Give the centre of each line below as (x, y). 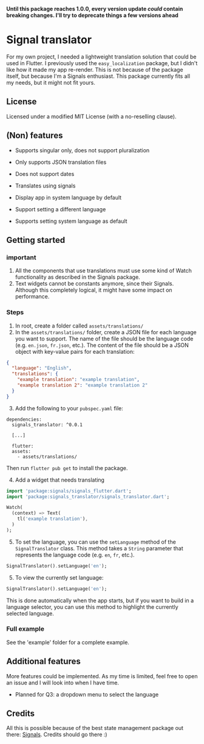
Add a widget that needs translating (60, 480)
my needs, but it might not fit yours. (51, 82)
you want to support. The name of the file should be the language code (104, 339)
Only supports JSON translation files (61, 162)
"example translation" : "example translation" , (78, 380)
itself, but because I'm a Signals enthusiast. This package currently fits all (98, 76)
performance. (32, 297)
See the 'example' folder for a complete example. (68, 642)
